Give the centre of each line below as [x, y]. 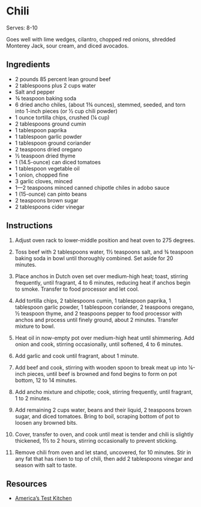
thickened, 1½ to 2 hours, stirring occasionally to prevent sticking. [96, 440]
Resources [27, 484]
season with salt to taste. [46, 465]
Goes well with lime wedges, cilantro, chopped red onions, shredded [91, 39]
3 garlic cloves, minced [44, 181]
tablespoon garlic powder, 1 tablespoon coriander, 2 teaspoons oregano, [104, 307]
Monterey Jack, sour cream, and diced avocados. [67, 46]
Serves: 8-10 [22, 28]
